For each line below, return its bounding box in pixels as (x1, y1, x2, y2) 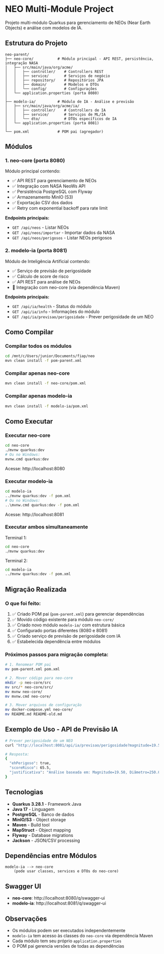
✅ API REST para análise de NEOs (12, 279, 81, 285)
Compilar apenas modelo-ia (5, 393, 72, 400)
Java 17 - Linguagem (12, 806, 55, 812)
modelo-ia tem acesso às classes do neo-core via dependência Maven (12, 933, 153, 939)
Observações (5, 914, 47, 923)
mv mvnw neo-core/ (5, 689, 42, 694)
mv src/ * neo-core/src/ (5, 685, 54, 690)
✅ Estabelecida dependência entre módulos (12, 638, 101, 644)
